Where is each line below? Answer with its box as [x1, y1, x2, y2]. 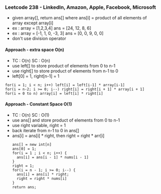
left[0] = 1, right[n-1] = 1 [12, 73, 60, 79]
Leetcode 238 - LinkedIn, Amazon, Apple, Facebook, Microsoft [5, 4, 156, 11]
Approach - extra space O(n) [5, 47, 65, 53]
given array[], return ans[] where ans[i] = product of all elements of [12, 15, 147, 21]
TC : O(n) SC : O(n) [12, 57, 50, 63]
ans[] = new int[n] [12, 142, 52, 147]
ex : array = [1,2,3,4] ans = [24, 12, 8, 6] [12, 25, 91, 31]
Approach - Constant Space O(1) [5, 101, 72, 107]
